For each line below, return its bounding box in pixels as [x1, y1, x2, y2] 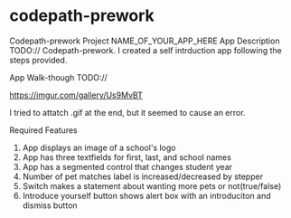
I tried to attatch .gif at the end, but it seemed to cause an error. [9, 107, 246, 118]
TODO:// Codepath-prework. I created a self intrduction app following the [9, 44, 282, 55]
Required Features [9, 124, 79, 136]
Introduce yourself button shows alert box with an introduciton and [22, 190, 271, 201]
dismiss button [22, 200, 79, 211]
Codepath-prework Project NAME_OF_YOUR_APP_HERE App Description [9, 35, 280, 46]
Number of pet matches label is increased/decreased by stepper [22, 171, 264, 182]
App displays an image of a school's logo [22, 142, 176, 153]
